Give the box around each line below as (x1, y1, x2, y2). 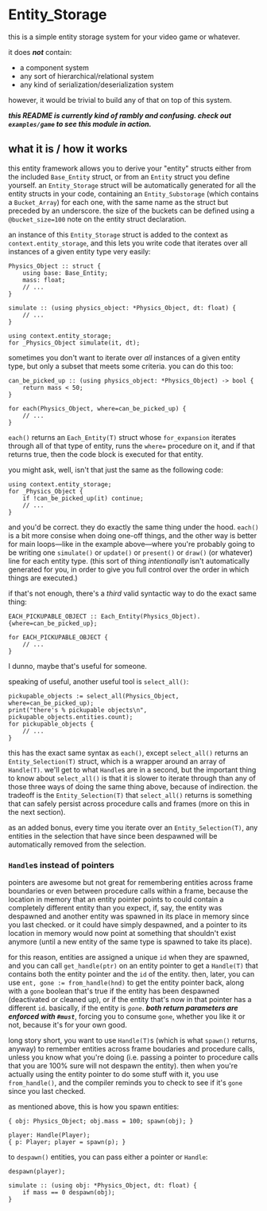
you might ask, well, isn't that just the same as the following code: (8, 465, 224, 474)
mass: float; (22, 276, 66, 284)
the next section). (8, 807, 66, 816)
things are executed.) (8, 572, 78, 583)
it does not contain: (8, 47, 72, 57)
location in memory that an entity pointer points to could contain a (8, 894, 224, 904)
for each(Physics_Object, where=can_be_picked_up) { (8, 404, 187, 412)
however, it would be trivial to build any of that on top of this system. (8, 95, 232, 104)
